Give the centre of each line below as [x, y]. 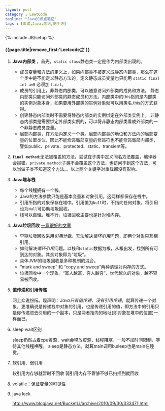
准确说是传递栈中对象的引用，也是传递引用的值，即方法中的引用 [90, 307]
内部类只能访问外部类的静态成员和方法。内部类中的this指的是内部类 [88, 97]
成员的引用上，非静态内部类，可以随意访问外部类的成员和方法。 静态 [89, 91]
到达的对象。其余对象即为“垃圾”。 [54, 255]
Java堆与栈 [24, 180]
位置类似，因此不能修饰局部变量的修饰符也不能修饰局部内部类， [93, 140]
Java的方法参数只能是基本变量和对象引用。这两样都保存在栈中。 [85, 197]
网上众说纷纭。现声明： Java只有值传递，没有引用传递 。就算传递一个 [82, 301]
